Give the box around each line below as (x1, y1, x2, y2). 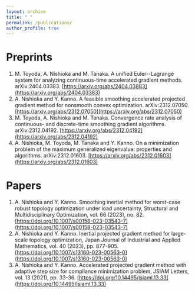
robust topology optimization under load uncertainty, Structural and (14, 205, 179, 212)
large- (171, 230, 187, 237)
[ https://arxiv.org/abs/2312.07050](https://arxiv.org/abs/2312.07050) (14, 108, 183, 115)
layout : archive (6, 8, 46, 15)
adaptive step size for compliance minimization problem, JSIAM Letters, (14, 268, 190, 275)
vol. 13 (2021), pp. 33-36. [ (14, 274, 80, 281)
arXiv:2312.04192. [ (14, 127, 62, 134)
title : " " (6, 14, 33, 20)
